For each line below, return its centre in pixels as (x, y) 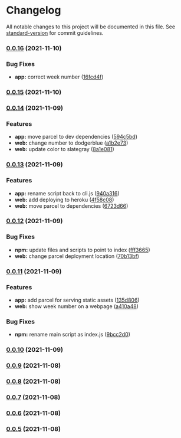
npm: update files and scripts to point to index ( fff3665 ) (82, 250)
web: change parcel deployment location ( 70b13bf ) (77, 256)
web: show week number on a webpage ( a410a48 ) (76, 306)
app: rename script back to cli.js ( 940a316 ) (67, 193)
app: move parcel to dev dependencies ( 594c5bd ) (76, 137)
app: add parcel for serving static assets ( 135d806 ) (77, 300)
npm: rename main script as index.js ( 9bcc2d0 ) (73, 335)
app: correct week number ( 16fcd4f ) (59, 77)
